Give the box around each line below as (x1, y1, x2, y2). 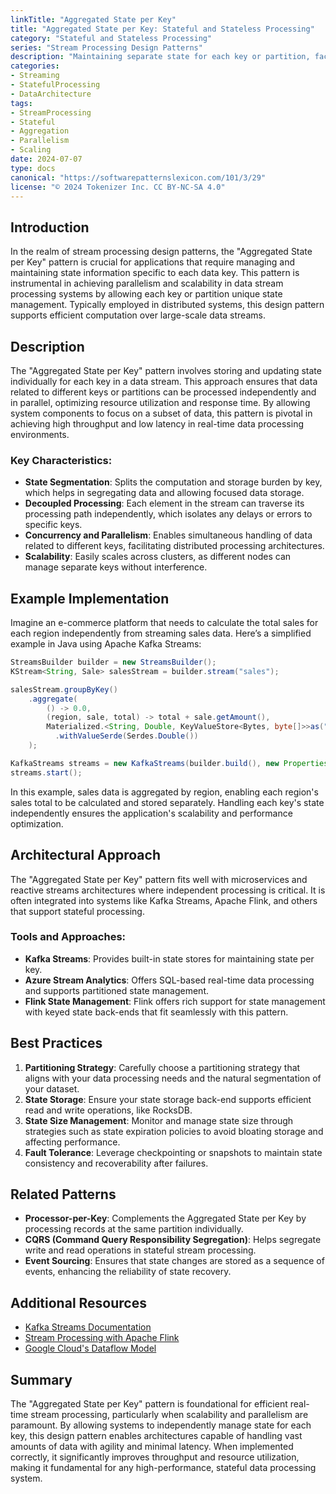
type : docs (10, 163, 56, 173)
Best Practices (10, 1035, 103, 1052)
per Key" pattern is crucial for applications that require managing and (10, 256, 295, 268)
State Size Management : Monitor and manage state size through (24, 1114, 294, 1126)
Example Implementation (10, 590, 170, 607)
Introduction (10, 219, 90, 236)
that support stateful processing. (10, 905, 145, 917)
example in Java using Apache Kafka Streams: (10, 638, 202, 650)
